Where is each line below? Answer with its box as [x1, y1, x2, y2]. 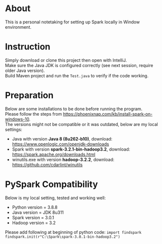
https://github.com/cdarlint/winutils [12, 161, 83, 168]
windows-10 [5, 116, 30, 122]
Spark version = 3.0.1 [12, 214, 54, 220]
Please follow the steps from [5, 111, 62, 117]
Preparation [5, 90, 54, 101]
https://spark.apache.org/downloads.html [12, 151, 96, 157]
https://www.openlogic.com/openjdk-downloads [12, 141, 109, 147]
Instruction [5, 41, 50, 52]
